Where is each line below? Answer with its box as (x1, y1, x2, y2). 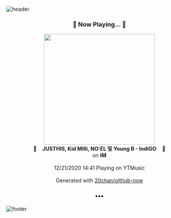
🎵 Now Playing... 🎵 (72, 20, 127, 28)
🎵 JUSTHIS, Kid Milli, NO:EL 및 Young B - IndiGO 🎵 (33, 145, 166, 152)
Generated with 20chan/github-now (56, 177, 143, 184)
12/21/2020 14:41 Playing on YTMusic (54, 164, 145, 171)
